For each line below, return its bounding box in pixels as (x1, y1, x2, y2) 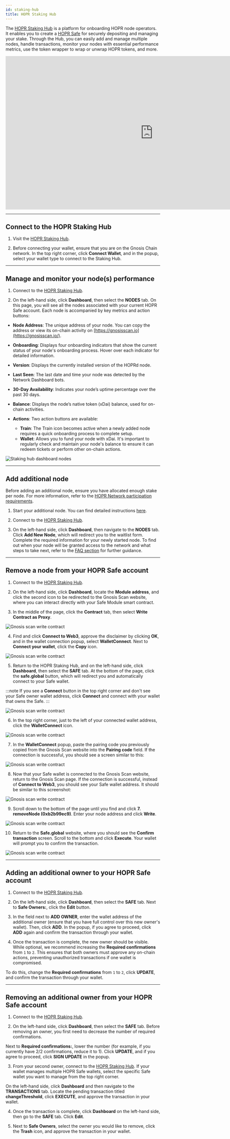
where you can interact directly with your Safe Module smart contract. (12, 599, 154, 605)
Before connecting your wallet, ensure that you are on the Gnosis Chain (12, 245, 157, 251)
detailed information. (12, 353, 55, 359)
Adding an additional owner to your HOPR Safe (5, 869, 151, 877)
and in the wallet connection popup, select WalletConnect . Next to (12, 638, 149, 644)
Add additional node (5, 474, 69, 483)
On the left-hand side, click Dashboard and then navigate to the (5, 1083, 135, 1089)
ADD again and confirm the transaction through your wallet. (12, 929, 134, 935)
